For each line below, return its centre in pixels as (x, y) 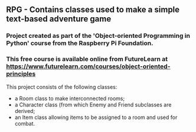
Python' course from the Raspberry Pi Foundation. (80, 43)
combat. (25, 123)
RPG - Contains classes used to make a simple (93, 10)
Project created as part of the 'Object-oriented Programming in (98, 36)
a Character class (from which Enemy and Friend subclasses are (93, 104)
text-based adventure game (59, 19)
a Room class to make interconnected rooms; (70, 98)
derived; (25, 111)
